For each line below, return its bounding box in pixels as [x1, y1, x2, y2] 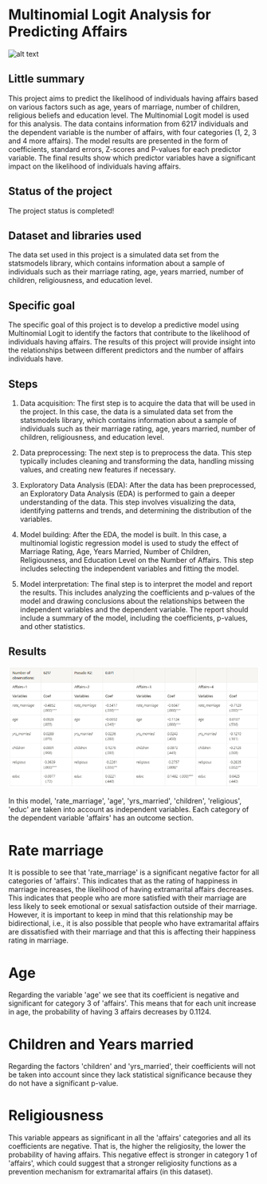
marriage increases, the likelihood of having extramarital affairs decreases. [8, 885, 254, 895]
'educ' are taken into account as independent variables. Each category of [8, 805, 249, 815]
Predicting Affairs [8, 22, 128, 41]
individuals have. [8, 354, 64, 364]
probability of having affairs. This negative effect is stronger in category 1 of [8, 1150, 257, 1160]
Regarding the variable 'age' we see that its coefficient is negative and [8, 990, 239, 1000]
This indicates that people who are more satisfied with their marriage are [8, 893, 247, 903]
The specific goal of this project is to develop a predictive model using [8, 320, 239, 329]
